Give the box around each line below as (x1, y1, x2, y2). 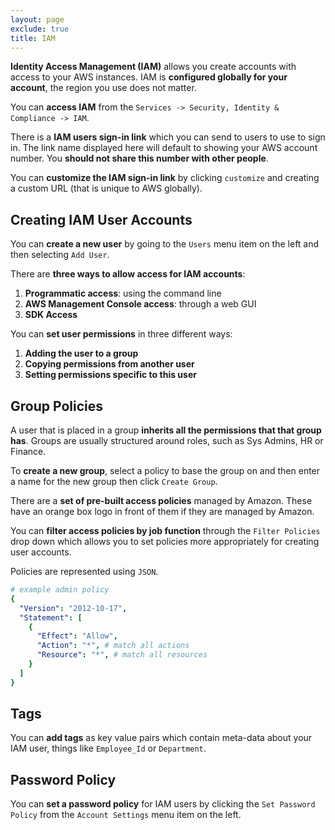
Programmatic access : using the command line (24, 287, 222, 300)
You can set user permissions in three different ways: (10, 328, 233, 340)
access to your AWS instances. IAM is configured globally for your (10, 71, 288, 83)
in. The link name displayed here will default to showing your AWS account (10, 142, 318, 154)
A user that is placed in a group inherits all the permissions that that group (10, 424, 322, 436)
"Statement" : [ (19, 612, 83, 623)
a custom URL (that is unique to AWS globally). (10, 182, 203, 195)
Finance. (10, 446, 47, 457)
